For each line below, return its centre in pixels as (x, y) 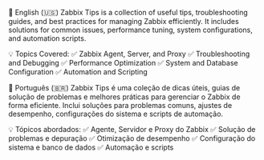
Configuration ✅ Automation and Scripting (78, 72)
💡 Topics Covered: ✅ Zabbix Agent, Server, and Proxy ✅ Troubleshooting (129, 54)
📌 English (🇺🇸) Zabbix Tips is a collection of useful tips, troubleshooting (128, 12)
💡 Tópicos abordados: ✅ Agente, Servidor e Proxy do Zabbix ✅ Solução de (132, 129)
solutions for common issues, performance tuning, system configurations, (130, 30)
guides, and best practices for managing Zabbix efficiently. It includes (124, 21)
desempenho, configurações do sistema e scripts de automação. (116, 114)
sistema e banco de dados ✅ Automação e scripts (91, 147)
